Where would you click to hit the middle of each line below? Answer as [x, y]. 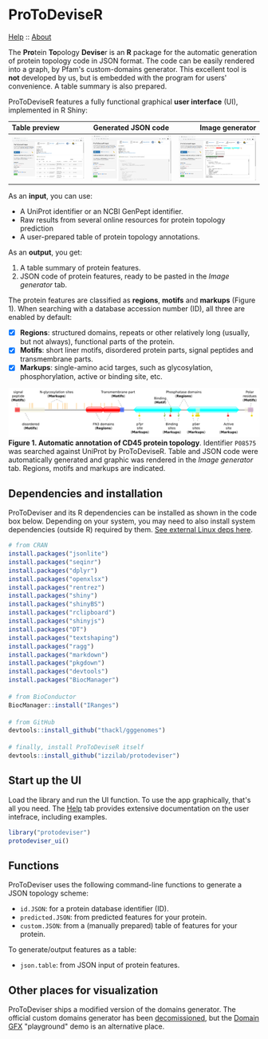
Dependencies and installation [86, 494]
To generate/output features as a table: [73, 950]
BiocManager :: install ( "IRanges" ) [64, 705]
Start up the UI [45, 781]
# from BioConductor [43, 697]
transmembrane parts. [56, 359]
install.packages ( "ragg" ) [51, 646]
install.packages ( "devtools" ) [59, 672]
